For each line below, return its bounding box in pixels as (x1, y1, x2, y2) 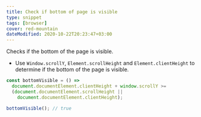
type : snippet (6, 14, 42, 21)
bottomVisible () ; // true (6, 105, 71, 112)
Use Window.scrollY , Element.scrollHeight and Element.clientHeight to (15, 60, 195, 67)
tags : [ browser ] (6, 20, 47, 26)
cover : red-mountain (6, 25, 59, 32)
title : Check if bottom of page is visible (6, 8, 118, 15)
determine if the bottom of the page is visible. (15, 66, 129, 73)
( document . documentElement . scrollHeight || (12, 89, 123, 95)
